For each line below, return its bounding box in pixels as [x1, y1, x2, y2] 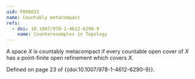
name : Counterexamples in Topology [17, 31, 108, 37]
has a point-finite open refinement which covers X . [6, 54, 134, 62]
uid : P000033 [6, 8, 40, 15]
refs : [6, 20, 20, 26]
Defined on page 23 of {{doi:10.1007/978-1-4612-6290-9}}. [6, 66, 155, 73]
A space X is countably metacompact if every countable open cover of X [6, 48, 189, 55]
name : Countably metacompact [6, 14, 80, 21]
